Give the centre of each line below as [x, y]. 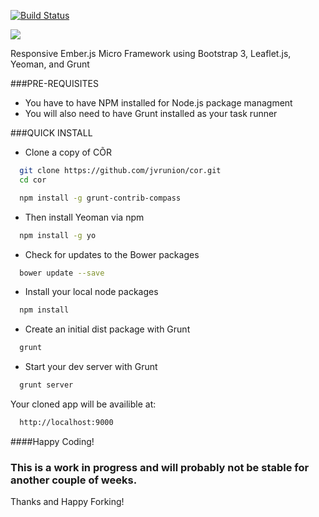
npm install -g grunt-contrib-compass [100, 198]
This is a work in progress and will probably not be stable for [160, 467]
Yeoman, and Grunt [50, 64]
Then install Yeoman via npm [84, 217]
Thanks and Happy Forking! [67, 502]
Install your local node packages [91, 292]
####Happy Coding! [52, 441]
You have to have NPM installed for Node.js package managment [158, 103]
